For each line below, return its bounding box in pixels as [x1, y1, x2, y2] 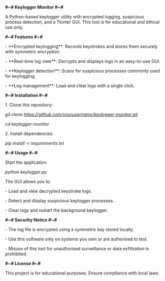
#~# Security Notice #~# [5, 217, 57, 223]
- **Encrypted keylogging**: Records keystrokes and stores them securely [5, 44, 158, 49]
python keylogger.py [5, 169, 47, 175]
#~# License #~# [5, 261, 41, 266]
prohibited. [5, 251, 27, 257]
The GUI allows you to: [5, 179, 51, 185]
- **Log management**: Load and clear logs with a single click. [5, 83, 135, 89]
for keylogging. [5, 73, 36, 79]
